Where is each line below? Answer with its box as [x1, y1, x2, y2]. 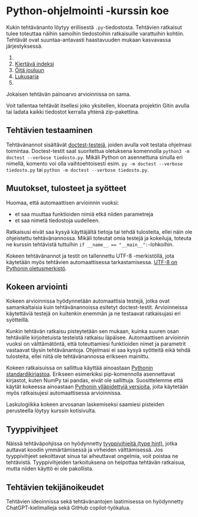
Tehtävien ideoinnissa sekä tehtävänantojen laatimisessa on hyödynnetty [6, 498, 184, 505]
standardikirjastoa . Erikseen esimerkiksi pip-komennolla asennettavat [6, 370, 176, 378]
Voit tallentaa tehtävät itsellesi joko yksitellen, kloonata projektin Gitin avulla [6, 102, 190, 109]
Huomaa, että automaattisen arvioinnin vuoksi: [6, 199, 119, 206]
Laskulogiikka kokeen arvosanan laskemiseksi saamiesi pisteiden [6, 401, 164, 408]
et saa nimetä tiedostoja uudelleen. [14, 217, 100, 224]
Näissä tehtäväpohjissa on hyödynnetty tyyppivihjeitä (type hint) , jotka [6, 440, 178, 447]
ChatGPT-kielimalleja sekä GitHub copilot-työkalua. [6, 504, 131, 511]
